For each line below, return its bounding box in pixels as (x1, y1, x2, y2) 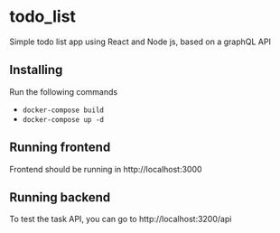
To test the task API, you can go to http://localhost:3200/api (9, 214, 232, 225)
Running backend (9, 190, 111, 205)
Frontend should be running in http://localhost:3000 (9, 163, 202, 174)
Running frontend (9, 140, 111, 155)
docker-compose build (22, 106, 104, 115)
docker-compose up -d (22, 115, 104, 124)
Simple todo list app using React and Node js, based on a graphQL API (9, 36, 271, 47)
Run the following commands (9, 86, 118, 97)
